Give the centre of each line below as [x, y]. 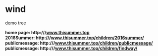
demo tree [16, 23]
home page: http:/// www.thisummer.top [47, 32]
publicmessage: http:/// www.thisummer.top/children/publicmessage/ [79, 43]
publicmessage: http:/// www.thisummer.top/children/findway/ [71, 48]
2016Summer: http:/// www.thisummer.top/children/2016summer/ [75, 38]
